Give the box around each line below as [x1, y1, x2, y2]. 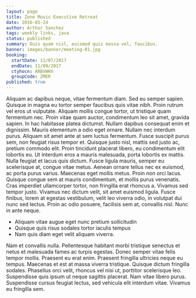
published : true [6, 79, 46, 85]
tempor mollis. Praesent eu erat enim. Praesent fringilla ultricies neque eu [6, 255, 183, 261]
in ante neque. [6, 207, 41, 214]
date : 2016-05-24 [6, 19, 49, 25]
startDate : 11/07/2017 [11, 57, 67, 63]
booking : [6, 52, 27, 58]
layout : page [6, 8, 38, 15]
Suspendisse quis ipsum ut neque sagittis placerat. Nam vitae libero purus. [6, 273, 187, 280]
